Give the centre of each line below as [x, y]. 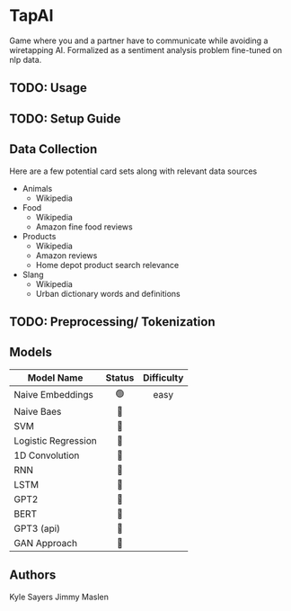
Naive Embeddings [54, 395]
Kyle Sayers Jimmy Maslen [59, 597]
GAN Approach [46, 543]
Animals [37, 188]
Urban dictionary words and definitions [108, 293]
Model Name [55, 377]
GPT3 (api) [37, 528]
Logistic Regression [55, 440]
